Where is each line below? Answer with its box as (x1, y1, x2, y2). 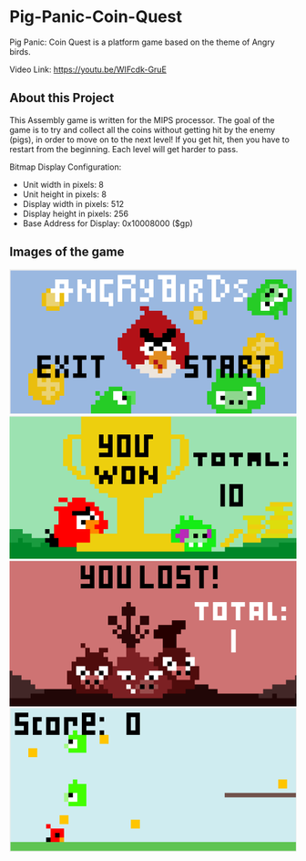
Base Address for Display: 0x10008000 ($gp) (22, 217, 193, 229)
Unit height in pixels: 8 (22, 189, 107, 200)
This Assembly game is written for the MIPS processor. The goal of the (9, 114, 275, 125)
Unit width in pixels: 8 (22, 179, 105, 190)
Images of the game (9, 244, 125, 260)
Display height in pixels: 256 (22, 208, 129, 219)
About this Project (9, 90, 115, 106)
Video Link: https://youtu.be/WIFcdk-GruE (9, 64, 167, 75)
